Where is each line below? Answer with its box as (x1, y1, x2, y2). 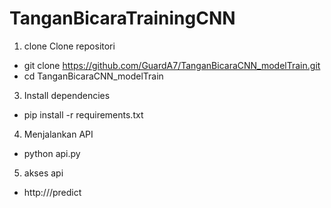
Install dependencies (23, 89, 111, 101)
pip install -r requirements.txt (23, 108, 144, 121)
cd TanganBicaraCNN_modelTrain (23, 70, 164, 82)
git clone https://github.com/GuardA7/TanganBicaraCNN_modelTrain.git (23, 59, 321, 71)
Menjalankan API (23, 128, 94, 140)
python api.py (23, 147, 81, 159)
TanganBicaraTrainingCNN (9, 7, 236, 30)
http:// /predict (23, 186, 82, 198)
